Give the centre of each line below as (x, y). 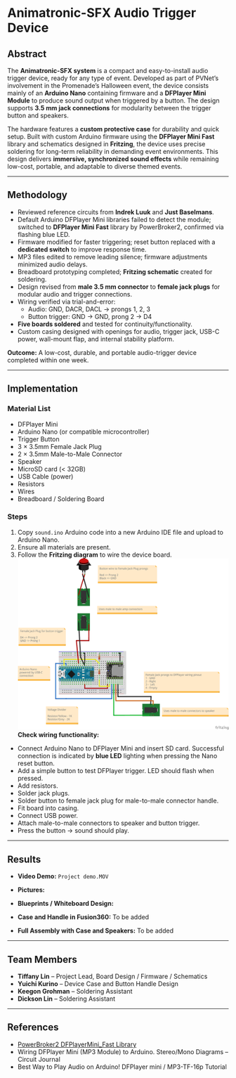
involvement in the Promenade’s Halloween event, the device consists (108, 85)
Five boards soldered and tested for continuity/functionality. (105, 324)
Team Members (42, 960)
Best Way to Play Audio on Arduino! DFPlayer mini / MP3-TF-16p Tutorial (122, 1067)
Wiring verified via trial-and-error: (66, 301)
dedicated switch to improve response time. (82, 249)
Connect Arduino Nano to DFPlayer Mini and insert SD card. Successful (121, 748)
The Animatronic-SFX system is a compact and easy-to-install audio (108, 71)
